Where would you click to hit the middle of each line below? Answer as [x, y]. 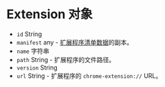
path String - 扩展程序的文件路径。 [66, 59]
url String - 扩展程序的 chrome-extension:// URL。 [89, 76]
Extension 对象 [50, 14]
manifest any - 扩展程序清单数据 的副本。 [75, 42]
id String [29, 34]
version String [37, 68]
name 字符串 [33, 51]
